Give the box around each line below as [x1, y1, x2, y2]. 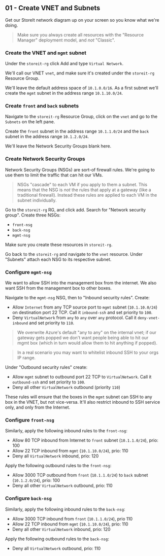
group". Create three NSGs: [5, 212, 61, 218]
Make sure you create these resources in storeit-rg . [5, 242, 113, 247]
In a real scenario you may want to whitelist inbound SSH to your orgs [17, 349, 159, 355]
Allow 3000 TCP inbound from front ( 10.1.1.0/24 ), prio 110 [12, 516, 133, 521]
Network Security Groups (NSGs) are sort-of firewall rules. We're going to [5, 167, 155, 173]
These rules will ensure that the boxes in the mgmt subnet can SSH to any [5, 394, 153, 400]
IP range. [17, 355, 36, 360]
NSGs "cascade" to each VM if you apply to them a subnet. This [17, 181, 148, 187]
